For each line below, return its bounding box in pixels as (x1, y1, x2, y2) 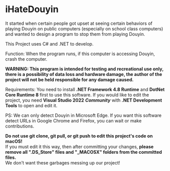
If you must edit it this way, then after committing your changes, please (5, 143, 154, 150)
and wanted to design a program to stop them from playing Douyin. (5, 31, 145, 37)
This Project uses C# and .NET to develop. (5, 40, 94, 47)
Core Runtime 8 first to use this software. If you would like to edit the (5, 92, 149, 98)
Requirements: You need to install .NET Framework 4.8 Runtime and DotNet (5, 86, 165, 92)
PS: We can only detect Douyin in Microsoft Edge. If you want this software (5, 112, 162, 118)
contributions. (5, 123, 34, 129)
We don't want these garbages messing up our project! (5, 159, 120, 165)
